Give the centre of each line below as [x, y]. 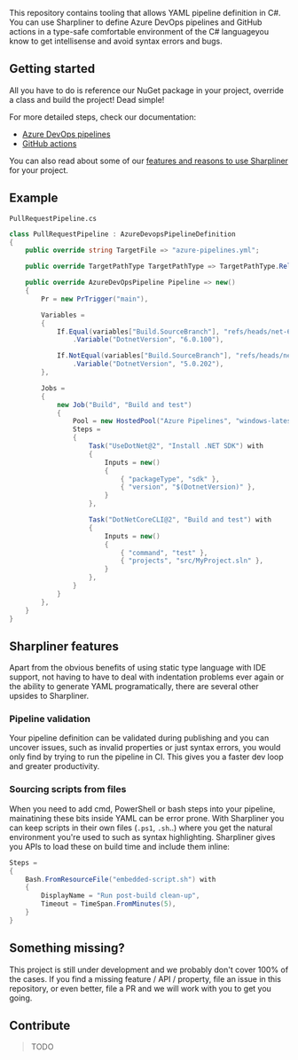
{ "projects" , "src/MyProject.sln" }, [192, 561]
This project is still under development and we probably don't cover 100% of [149, 970]
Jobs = [53, 388]
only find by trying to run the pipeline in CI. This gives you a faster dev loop [146, 757]
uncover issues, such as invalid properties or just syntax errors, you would [145, 748]
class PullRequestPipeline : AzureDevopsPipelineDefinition [123, 234]
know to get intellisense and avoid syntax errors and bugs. [116, 41]
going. [21, 998]
